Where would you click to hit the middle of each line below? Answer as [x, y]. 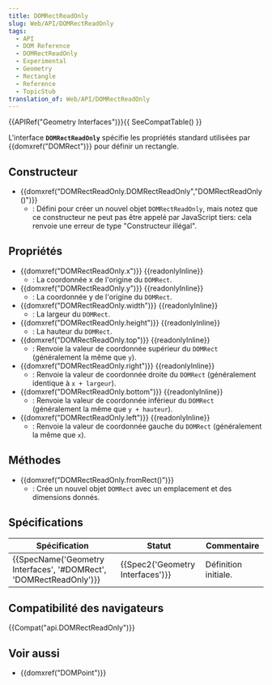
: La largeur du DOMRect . [71, 314]
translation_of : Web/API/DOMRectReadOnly [79, 99]
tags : [17, 31]
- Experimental [41, 62]
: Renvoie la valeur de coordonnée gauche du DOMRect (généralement [147, 426]
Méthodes [35, 461]
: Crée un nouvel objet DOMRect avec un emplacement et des [132, 489]
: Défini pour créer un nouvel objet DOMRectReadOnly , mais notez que [145, 209]
